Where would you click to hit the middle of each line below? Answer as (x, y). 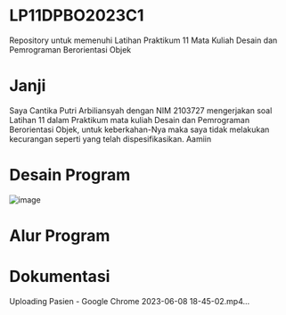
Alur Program (60, 236)
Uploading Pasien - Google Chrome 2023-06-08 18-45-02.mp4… (130, 301)
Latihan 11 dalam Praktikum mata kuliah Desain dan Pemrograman (130, 120)
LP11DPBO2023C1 (77, 16)
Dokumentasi (60, 277)
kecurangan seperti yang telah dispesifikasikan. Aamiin (110, 138)
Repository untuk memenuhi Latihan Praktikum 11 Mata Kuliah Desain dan (143, 40)
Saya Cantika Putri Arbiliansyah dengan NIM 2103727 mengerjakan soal (141, 110)
